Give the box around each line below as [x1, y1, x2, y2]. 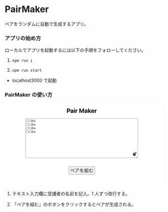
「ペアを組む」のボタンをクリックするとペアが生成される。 [12, 201, 136, 207]
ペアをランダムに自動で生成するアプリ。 [5, 21, 89, 27]
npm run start [12, 68, 42, 73]
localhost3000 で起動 [12, 77, 57, 84]
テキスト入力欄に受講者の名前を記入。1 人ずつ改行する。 [12, 191, 131, 197]
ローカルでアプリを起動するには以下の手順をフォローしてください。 [5, 47, 146, 54]
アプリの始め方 [5, 34, 41, 41]
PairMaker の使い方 [5, 91, 52, 98]
